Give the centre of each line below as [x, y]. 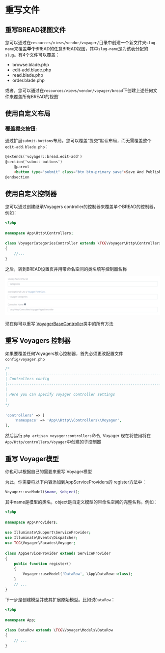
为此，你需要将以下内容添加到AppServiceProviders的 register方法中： [76, 482]
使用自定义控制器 [31, 194]
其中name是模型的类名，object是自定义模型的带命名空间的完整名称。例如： [82, 502]
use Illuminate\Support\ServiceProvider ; [48, 533]
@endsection [17, 178]
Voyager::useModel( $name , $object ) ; [42, 492]
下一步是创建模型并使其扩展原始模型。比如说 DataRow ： [60, 599]
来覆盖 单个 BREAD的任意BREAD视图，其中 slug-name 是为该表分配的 [81, 49]
